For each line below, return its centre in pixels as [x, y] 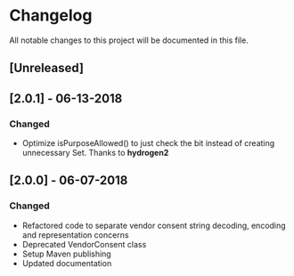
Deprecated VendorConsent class [84, 244]
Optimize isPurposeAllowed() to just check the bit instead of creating [148, 143]
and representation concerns [75, 235]
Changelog [51, 16]
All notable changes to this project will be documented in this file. [129, 40]
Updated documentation [67, 263]
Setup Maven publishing [66, 254]
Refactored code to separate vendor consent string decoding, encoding [154, 225]
